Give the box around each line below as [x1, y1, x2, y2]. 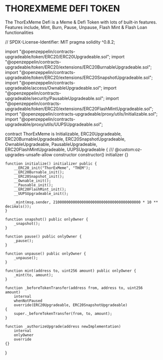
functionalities [5, 29, 34, 35]
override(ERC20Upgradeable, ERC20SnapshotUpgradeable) [14, 302, 128, 308]
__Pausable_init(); [14, 182, 54, 188]
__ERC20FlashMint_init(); [14, 187, 67, 192]
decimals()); [5, 204, 32, 209]
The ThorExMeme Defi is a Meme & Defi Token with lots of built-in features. [5, 19, 157, 25]
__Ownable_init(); [14, 178, 51, 183]
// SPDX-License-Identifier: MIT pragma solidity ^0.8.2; [5, 39, 116, 45]
